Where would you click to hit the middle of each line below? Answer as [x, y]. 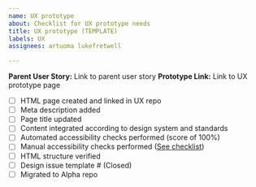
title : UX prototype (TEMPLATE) [63, 31]
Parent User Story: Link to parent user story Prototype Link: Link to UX [128, 76]
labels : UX [27, 39]
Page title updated [51, 120]
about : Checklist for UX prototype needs [80, 24]
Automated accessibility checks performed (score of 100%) [120, 137]
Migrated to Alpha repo [59, 174]
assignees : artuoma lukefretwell [65, 46]
